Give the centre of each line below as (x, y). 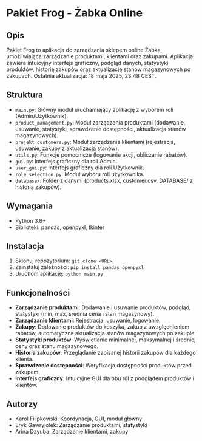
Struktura (25, 95)
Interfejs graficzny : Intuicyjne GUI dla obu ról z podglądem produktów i (104, 378)
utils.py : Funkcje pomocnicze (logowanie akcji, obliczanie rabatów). (101, 154)
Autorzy (22, 404)
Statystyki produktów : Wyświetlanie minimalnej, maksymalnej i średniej (105, 340)
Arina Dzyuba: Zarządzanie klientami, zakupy (72, 432)
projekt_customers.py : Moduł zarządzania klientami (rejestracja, (95, 142)
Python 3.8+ (31, 220)
